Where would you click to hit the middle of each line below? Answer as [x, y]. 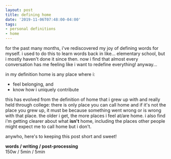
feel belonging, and [33, 84]
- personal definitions [31, 29]
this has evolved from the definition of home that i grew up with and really [83, 99]
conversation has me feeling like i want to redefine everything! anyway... [81, 64]
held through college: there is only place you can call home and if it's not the [86, 105]
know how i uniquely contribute [46, 89]
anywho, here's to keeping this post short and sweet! [61, 136]
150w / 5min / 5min [25, 152]
